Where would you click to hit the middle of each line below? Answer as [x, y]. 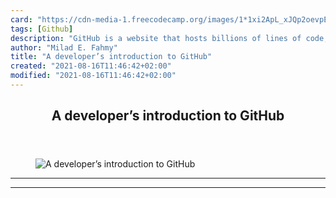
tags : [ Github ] [42, 29]
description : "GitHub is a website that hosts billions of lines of [156, 38]
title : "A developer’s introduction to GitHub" [111, 57]
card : [21, 19]
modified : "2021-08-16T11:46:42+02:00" [93, 76]
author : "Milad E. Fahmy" [64, 47]
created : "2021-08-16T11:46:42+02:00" [91, 66]
